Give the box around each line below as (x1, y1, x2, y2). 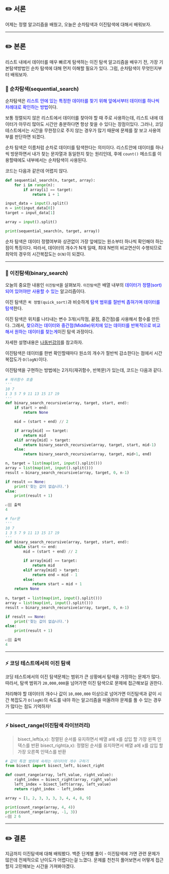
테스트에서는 (5, 127, 30, 133)
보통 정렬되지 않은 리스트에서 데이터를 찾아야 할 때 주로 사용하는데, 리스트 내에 (5, 115, 158, 121)
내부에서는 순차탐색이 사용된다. (27, 157, 88, 163)
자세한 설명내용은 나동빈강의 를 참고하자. (5, 340, 83, 346)
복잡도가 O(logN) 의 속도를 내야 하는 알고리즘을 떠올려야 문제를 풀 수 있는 (10, 697, 152, 703)
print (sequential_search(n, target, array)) (5, 229, 100, 234)
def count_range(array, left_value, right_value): (5, 773, 114, 778)
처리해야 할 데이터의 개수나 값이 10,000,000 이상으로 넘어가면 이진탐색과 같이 (5, 691, 157, 697)
